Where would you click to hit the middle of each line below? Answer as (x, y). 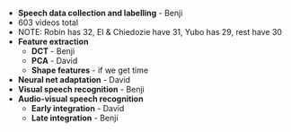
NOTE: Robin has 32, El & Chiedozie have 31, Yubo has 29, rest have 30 (150, 32)
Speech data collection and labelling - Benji (100, 13)
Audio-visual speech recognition (80, 99)
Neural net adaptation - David (74, 79)
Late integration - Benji (75, 118)
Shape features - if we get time (90, 70)
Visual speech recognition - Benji (81, 89)
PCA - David (54, 61)
